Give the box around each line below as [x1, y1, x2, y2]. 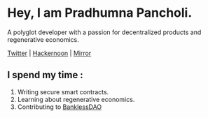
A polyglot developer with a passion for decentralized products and [7, 28, 202, 36]
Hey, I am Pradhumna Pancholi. [7, 5, 193, 21]
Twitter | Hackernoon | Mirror [7, 49, 92, 57]
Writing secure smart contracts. [17, 87, 109, 96]
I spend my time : [7, 69, 84, 81]
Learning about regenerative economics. [17, 95, 135, 103]
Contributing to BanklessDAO [17, 103, 102, 111]
